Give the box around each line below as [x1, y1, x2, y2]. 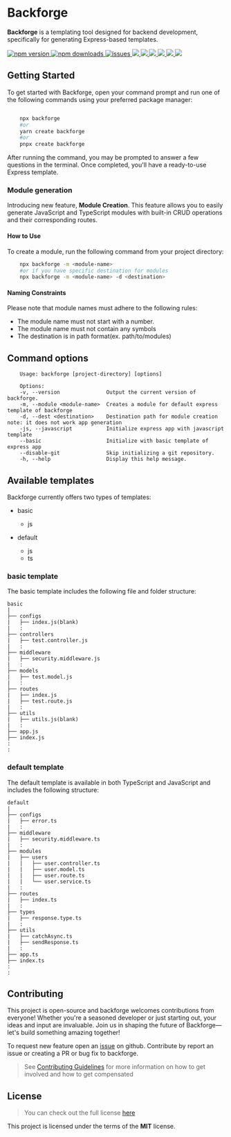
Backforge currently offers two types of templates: [7, 493, 151, 501]
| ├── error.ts [7, 817, 57, 824]
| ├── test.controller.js [7, 637, 89, 644]
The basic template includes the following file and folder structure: [7, 587, 196, 596]
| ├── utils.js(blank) [7, 716, 79, 723]
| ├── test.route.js [7, 698, 73, 705]
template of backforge [7, 407, 73, 414]
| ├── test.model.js [7, 673, 73, 681]
